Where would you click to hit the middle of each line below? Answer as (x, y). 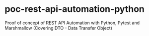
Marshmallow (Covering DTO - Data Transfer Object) (59, 28)
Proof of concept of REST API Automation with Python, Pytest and (72, 23)
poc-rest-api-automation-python (74, 9)
